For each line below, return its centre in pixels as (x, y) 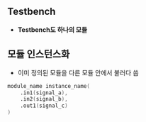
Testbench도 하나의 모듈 (52, 29)
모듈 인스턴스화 (39, 54)
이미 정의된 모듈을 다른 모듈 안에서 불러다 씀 (78, 72)
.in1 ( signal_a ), (44, 93)
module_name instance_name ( (49, 86)
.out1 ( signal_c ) (44, 106)
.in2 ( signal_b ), (44, 99)
